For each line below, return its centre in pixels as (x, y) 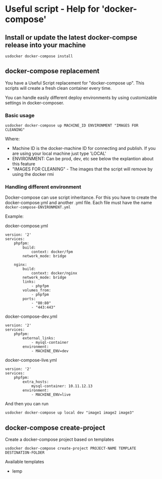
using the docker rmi (33, 174)
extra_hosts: (36, 382)
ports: (29, 299)
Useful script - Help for (52, 9)
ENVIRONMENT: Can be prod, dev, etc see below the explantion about (83, 159)
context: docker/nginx (54, 273)
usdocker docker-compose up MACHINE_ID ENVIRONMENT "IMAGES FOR (72, 125)
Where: (12, 139)
